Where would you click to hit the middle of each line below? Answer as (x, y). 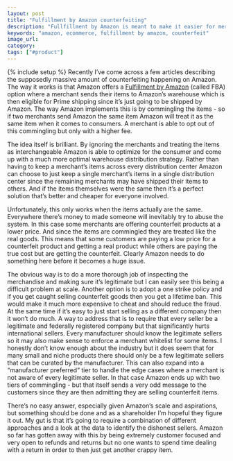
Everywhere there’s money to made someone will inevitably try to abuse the (115, 216)
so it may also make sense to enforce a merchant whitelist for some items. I (115, 340)
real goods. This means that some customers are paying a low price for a (112, 238)
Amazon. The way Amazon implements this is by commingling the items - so (116, 109)
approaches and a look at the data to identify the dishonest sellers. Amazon (115, 428)
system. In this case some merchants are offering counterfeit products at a (114, 224)
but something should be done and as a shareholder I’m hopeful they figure (115, 412)
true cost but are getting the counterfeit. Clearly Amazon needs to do (106, 253)
